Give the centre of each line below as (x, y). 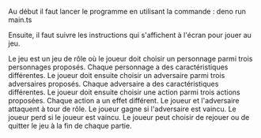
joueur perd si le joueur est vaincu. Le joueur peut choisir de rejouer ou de (129, 117)
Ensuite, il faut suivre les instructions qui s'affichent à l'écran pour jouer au (130, 35)
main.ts (20, 20)
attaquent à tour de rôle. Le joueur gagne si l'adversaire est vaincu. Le (122, 109)
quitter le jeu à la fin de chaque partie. (70, 126)
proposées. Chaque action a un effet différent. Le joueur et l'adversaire (124, 101)
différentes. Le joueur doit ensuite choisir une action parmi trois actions (125, 92)
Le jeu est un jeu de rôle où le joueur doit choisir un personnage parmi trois (130, 59)
